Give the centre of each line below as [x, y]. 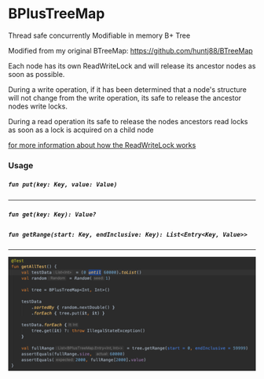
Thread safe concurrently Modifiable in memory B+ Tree [99, 35]
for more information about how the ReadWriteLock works [102, 145]
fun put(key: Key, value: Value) [63, 185]
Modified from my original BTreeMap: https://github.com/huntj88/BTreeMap [130, 50]
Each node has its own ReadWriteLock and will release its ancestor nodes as [132, 66]
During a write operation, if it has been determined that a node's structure [128, 89]
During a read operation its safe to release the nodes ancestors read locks [128, 121]
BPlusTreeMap [57, 14]
